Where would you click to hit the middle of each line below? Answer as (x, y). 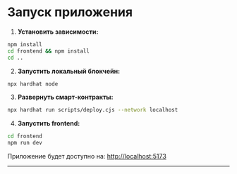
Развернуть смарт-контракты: (65, 97)
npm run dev (25, 143)
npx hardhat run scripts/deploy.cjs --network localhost (93, 110)
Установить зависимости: (58, 32)
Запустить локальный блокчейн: (69, 71)
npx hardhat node (33, 84)
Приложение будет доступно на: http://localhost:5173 (87, 156)
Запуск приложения (70, 12)
